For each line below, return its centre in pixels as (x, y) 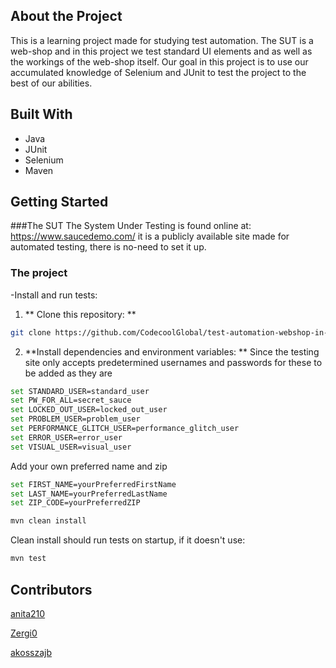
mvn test (28, 559)
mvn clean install (48, 521)
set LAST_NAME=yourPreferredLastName (89, 494)
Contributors (51, 589)
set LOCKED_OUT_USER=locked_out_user (89, 410)
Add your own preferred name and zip (89, 466)
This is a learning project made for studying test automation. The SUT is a (162, 40)
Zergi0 (24, 633)
